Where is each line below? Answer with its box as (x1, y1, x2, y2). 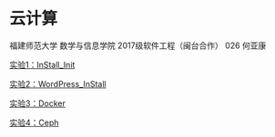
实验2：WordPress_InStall (9, 78, 107, 89)
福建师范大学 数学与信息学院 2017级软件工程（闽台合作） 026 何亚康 (9, 40, 267, 51)
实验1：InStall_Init (9, 59, 76, 70)
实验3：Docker (9, 97, 66, 109)
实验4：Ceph (9, 117, 59, 128)
